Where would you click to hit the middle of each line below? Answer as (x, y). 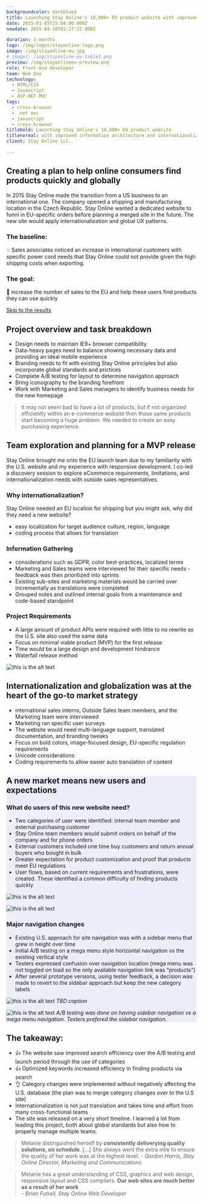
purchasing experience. (50, 427)
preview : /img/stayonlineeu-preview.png (58, 62)
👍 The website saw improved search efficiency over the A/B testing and (105, 1053)
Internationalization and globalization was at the (99, 686)
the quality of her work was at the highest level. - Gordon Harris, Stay (108, 1156)
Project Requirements (39, 616)
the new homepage (39, 395)
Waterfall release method (46, 655)
